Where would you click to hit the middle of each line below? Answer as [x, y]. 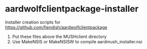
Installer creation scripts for [33, 22]
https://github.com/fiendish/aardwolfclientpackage [56, 27]
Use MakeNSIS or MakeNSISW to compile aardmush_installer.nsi [77, 41]
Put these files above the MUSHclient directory [59, 37]
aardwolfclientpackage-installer [72, 9]
